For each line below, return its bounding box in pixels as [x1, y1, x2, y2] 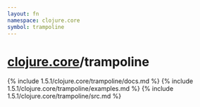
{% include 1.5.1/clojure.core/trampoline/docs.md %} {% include [7, 77, 194, 85]
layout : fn [7, 10, 39, 18]
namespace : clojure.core [7, 17, 80, 24]
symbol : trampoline [7, 23, 65, 30]
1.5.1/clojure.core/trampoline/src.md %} [7, 92, 122, 101]
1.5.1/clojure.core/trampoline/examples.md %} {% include [7, 84, 174, 93]
